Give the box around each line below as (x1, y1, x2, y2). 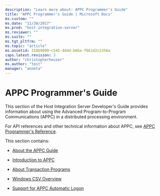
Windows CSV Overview (12, 175, 62, 181)
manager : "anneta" (5, 66, 43, 71)
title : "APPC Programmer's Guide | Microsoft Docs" (5, 12, 113, 17)
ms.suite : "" (5, 35, 32, 40)
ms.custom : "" (5, 16, 34, 21)
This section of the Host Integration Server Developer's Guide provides (5, 103, 148, 109)
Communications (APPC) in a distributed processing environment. (5, 113, 138, 120)
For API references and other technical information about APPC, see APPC (5, 123, 155, 129)
